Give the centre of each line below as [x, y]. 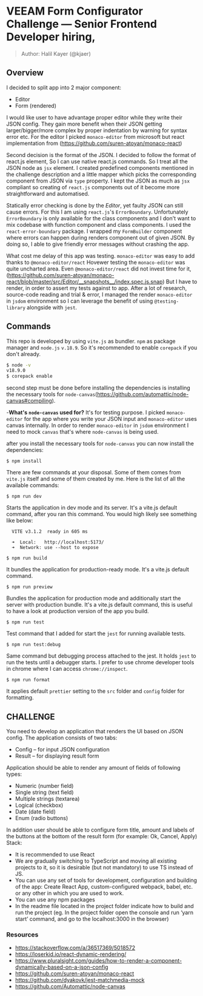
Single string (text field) [44, 792]
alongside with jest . [52, 307]
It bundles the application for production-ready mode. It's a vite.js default [98, 570]
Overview [25, 73]
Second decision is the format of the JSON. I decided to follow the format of [101, 155]
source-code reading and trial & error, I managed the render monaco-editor [99, 294]
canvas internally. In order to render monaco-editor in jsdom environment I [98, 425]
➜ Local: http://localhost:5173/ [58, 542]
